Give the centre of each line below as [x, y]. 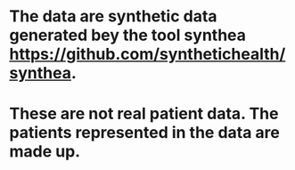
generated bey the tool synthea [128, 35]
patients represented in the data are [145, 133]
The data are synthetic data [113, 16]
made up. [45, 152]
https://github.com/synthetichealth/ [147, 54]
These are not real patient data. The [144, 114]
